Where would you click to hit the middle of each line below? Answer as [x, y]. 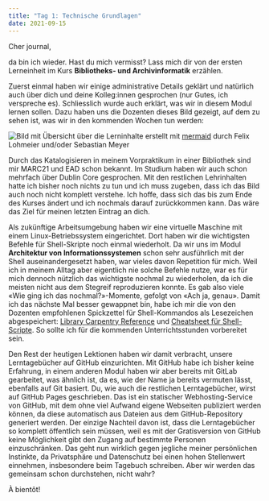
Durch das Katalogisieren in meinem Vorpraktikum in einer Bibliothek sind [130, 160]
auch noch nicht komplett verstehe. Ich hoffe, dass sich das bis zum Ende [130, 194]
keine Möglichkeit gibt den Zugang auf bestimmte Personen [107, 439]
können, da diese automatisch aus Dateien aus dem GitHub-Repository [126, 414]
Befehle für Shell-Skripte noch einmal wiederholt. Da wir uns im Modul [124, 244]
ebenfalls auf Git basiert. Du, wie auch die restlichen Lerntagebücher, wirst [132, 388]
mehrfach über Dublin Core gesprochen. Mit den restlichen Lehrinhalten [128, 177]
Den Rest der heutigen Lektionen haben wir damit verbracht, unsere [120, 354]
